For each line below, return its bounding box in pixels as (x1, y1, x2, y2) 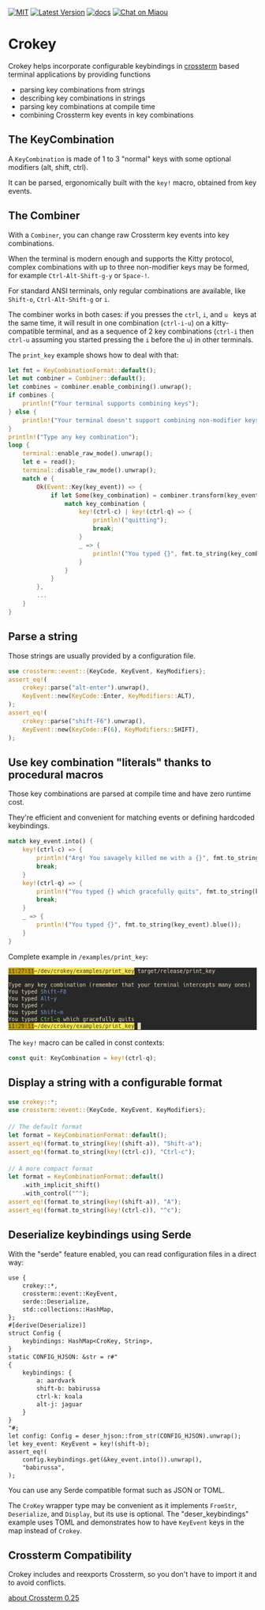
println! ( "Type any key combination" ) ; (8, 433, 140, 441)
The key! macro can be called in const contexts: (8, 1038, 165, 1047)
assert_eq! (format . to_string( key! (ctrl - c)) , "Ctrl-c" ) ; (8, 1148, 196, 1156)
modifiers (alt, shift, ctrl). (8, 162, 88, 172)
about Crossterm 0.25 (8, 1593, 80, 1603)
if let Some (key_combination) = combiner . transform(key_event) (50, 491, 263, 500)
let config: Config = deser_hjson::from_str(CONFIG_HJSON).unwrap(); (8, 1431, 242, 1440)
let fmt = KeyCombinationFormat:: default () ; (8, 366, 157, 375)
